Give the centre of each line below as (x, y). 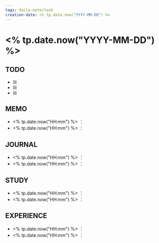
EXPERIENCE (26, 216)
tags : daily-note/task (29, 10)
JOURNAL (22, 144)
